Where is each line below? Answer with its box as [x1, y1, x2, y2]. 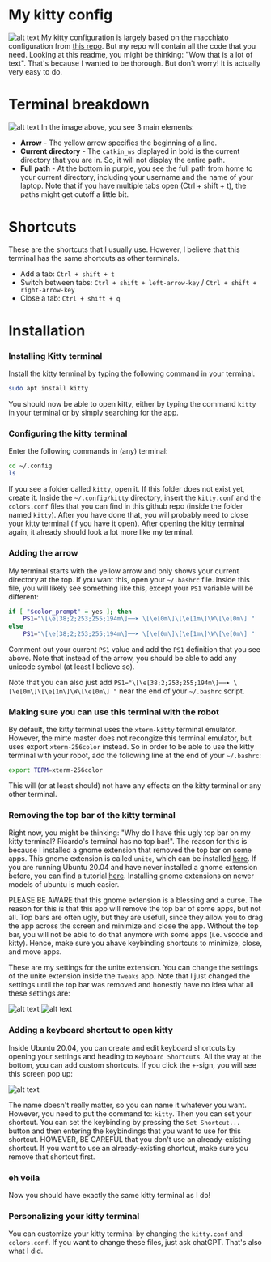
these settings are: [8, 988, 70, 998]
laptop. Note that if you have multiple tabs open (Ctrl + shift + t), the [19, 181, 247, 190]
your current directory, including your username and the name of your [19, 172, 254, 181]
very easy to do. [8, 66, 63, 76]
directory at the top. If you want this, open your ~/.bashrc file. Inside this [8, 574, 251, 584]
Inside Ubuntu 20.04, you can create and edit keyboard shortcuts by [8, 1042, 236, 1052]
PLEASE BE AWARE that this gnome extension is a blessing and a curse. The [8, 895, 263, 905]
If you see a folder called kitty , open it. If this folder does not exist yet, [8, 484, 245, 494]
